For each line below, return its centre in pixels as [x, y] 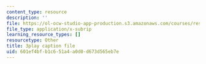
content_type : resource [37, 12]
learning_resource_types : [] [44, 35]
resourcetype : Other [33, 40]
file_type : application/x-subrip [49, 29]
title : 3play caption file [41, 46]
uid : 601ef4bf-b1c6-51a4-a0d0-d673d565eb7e [63, 52]
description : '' [27, 18]
